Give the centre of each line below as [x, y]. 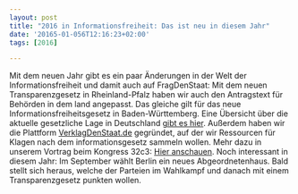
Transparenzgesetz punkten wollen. [75, 181]
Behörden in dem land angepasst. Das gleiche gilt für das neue [125, 105]
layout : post [34, 17]
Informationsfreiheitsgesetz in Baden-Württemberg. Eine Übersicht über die [149, 114]
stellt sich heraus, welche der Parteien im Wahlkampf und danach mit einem [149, 171]
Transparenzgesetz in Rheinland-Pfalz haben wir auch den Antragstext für [146, 95]
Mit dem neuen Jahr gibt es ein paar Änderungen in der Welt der [128, 76]
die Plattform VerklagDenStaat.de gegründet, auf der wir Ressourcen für [142, 133]
